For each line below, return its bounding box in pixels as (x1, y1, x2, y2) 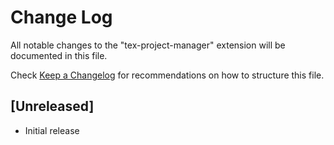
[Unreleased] (10, 98, 95, 115)
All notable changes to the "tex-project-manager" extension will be (10, 39, 286, 51)
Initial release (24, 124, 80, 136)
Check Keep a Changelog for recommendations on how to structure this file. (10, 69, 325, 81)
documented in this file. (10, 49, 108, 61)
